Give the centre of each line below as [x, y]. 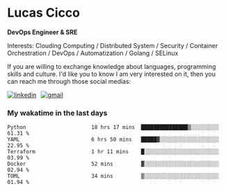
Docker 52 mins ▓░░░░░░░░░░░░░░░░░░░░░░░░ [113, 164]
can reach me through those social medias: [69, 81]
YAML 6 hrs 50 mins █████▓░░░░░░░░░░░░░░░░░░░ [113, 140]
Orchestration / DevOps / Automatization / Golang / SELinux [93, 53]
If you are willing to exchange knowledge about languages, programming [112, 66]
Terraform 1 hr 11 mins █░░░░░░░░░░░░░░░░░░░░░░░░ [113, 152]
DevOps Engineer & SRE [42, 32]
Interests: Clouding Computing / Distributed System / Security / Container [113, 45]
